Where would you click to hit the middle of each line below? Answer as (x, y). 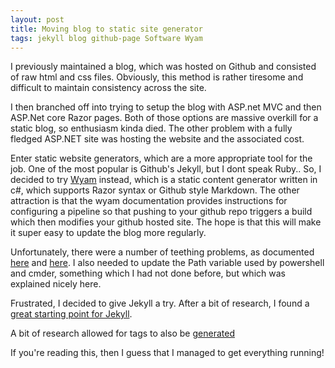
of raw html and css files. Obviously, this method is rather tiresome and (157, 77)
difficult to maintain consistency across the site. (108, 88)
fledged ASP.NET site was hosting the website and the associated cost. (157, 139)
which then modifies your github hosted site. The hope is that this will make (166, 222)
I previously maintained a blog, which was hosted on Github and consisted (163, 67)
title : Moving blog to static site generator (106, 29)
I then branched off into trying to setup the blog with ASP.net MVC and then (166, 107)
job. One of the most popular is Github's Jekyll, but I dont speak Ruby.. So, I (166, 169)
